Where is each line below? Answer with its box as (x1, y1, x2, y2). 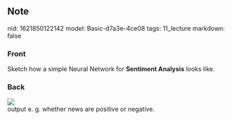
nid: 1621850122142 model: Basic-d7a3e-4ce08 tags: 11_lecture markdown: (7, 24, 225, 32)
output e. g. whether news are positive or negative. (7, 105, 155, 114)
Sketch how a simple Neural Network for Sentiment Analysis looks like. (7, 65, 215, 73)
